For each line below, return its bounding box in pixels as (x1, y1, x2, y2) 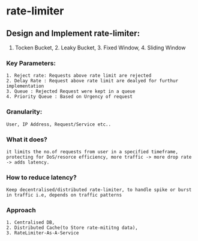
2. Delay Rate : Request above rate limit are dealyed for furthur (6, 78, 179, 84)
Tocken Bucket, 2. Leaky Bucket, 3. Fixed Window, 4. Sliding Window (14, 44, 186, 51)
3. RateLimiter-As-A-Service (6, 230, 79, 236)
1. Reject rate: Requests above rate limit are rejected (6, 73, 152, 79)
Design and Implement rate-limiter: (6, 28, 140, 38)
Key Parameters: (6, 59, 56, 67)
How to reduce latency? (6, 173, 77, 182)
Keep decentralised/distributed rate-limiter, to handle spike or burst (6, 187, 192, 193)
